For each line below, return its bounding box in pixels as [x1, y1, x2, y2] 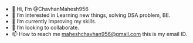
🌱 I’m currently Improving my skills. [11, 18, 97, 24]
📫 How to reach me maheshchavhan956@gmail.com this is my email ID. [11, 31, 188, 37]
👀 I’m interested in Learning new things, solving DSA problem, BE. [11, 12, 171, 19]
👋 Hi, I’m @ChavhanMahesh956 [11, 6, 89, 12]
